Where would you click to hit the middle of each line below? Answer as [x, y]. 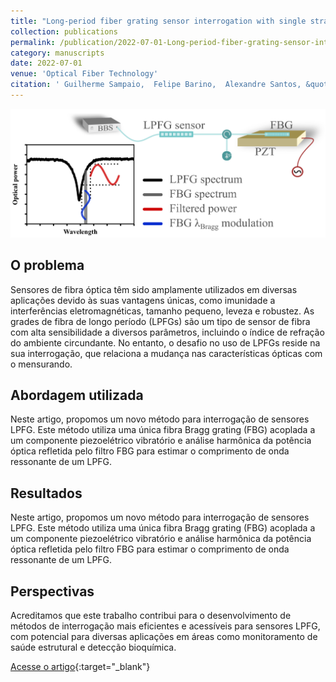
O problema [47, 265]
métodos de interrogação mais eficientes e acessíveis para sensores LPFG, [165, 626]
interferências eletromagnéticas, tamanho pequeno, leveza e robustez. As [162, 311]
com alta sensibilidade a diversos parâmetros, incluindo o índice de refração [167, 332]
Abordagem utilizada [77, 395]
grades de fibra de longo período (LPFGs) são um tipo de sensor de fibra [160, 321]
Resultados [46, 493]
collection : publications [64, 31]
